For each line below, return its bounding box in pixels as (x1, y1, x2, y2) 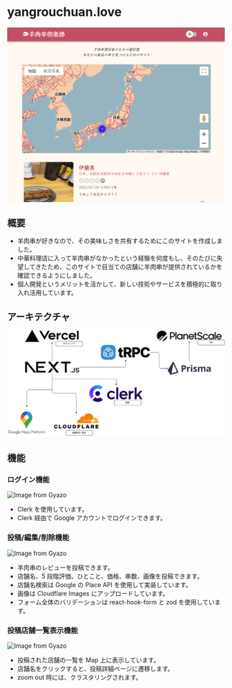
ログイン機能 (7, 475, 50, 485)
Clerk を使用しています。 (17, 505, 88, 514)
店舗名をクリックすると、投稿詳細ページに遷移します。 (17, 664, 174, 673)
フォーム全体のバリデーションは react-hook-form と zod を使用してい (17, 597, 215, 606)
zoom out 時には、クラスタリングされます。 (17, 673, 142, 681)
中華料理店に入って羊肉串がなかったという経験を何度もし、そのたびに (17, 254, 217, 263)
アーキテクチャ (7, 310, 70, 322)
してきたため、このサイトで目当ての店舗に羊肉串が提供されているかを (23, 263, 223, 271)
